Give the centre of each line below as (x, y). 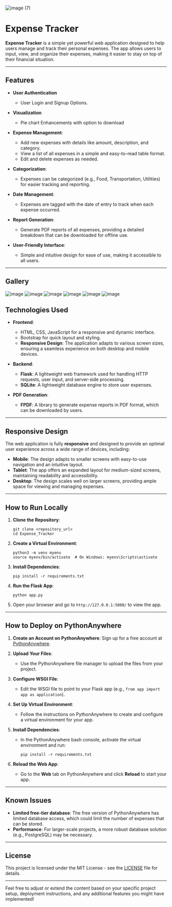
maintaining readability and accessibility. (56, 476)
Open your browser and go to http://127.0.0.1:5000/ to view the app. (87, 605)
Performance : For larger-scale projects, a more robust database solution (90, 829)
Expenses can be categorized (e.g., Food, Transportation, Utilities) (90, 179)
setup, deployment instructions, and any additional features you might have (85, 894)
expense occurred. (40, 210)
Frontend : (23, 322)
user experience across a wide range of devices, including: (68, 449)
